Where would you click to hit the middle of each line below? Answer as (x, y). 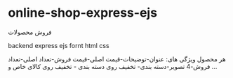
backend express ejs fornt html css (59, 45)
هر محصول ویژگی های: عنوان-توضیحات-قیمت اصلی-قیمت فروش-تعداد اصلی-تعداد (117, 59)
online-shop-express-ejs (82, 13)
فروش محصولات (30, 32)
